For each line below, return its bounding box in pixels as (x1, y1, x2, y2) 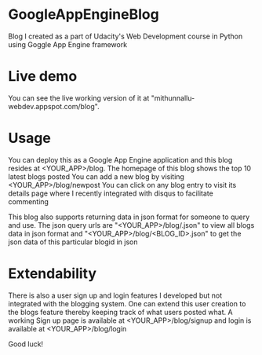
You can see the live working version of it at (8, 93, 150, 103)
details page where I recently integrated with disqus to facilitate (8, 188, 213, 198)
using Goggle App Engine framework (8, 39, 128, 49)
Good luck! (8, 339, 44, 349)
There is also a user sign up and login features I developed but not (8, 291, 222, 300)
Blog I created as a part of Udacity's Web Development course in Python (8, 31, 243, 41)
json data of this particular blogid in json (8, 237, 139, 247)
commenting (8, 196, 49, 206)
